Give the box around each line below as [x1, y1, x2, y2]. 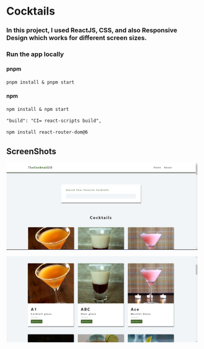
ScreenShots [6, 146, 56, 157]
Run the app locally [6, 50, 64, 58]
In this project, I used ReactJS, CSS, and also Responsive [6, 26, 178, 35]
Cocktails [6, 4, 56, 18]
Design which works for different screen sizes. [6, 33, 147, 42]
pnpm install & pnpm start [6, 79, 75, 86]
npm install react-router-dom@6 [6, 129, 88, 135]
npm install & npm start [6, 107, 69, 113]
